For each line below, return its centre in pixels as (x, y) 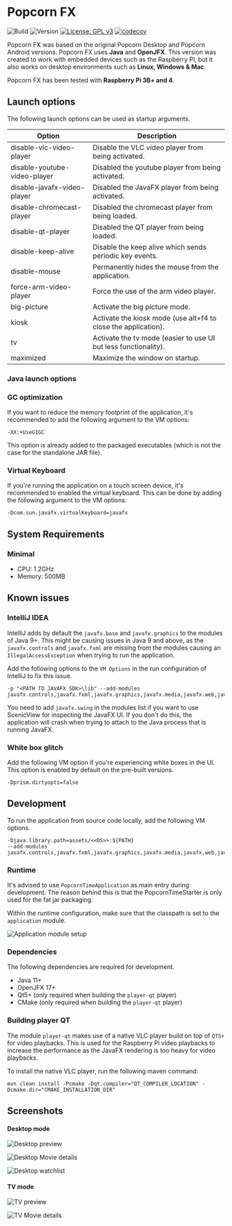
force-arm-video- (41, 287)
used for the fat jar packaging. (50, 900)
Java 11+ (29, 980)
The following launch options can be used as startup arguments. (99, 118)
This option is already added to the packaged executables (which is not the (114, 445)
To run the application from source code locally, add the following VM (106, 820)
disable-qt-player (40, 231)
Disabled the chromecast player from (152, 207)
